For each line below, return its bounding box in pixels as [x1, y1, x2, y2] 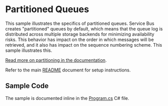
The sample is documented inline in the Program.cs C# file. [5, 95, 130, 101]
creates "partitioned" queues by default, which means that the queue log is [5, 25, 163, 31]
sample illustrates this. [5, 47, 52, 53]
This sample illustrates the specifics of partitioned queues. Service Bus [5, 20, 154, 26]
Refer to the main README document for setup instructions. [5, 67, 131, 73]
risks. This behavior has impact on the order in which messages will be [5, 37, 154, 43]
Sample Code [5, 82, 49, 90]
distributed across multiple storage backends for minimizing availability [5, 31, 154, 37]
